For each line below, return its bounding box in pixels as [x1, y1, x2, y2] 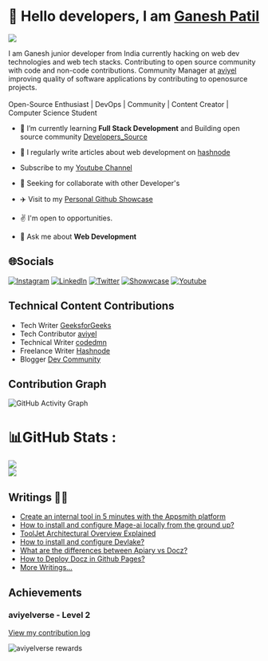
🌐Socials [8, 255, 54, 268]
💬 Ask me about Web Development [19, 232, 137, 241]
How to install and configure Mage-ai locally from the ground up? [19, 520, 235, 530]
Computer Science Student [8, 108, 97, 117]
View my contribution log [8, 627, 91, 637]
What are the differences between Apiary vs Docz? [19, 546, 188, 556]
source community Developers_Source [19, 132, 148, 141]
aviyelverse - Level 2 [8, 610, 91, 621]
